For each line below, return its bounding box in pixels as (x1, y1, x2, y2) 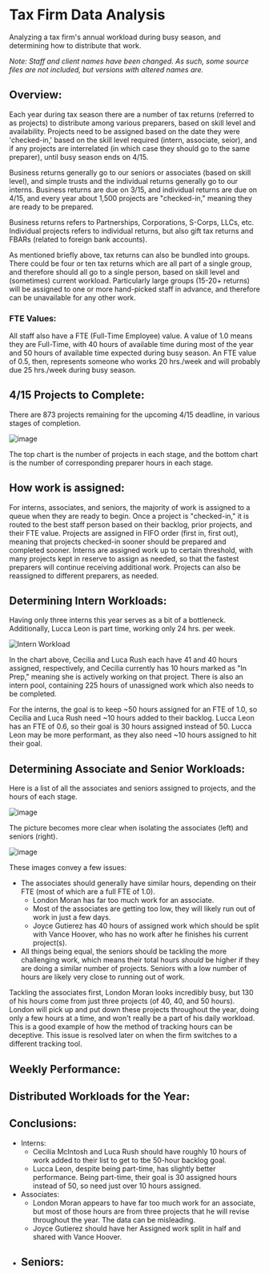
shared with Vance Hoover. (32, 1231, 122, 1242)
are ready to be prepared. (9, 202, 94, 211)
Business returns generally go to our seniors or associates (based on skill (9, 167, 251, 178)
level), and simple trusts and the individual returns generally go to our (9, 176, 239, 186)
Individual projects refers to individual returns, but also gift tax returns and (9, 226, 254, 235)
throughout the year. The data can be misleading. (32, 1215, 195, 1224)
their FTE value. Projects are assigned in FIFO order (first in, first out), (9, 528, 239, 537)
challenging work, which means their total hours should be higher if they (20, 955, 259, 965)
